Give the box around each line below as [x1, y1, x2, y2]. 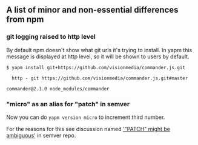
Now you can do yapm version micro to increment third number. [6, 113, 165, 121]
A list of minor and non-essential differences [6, 5, 179, 15]
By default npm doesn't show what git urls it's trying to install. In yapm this [6, 46, 193, 53]
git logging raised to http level [6, 33, 96, 41]
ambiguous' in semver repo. [6, 132, 76, 139]
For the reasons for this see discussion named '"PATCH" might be [6, 125, 171, 132]
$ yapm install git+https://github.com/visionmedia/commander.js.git [6, 64, 186, 70]
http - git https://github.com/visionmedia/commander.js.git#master [12, 75, 188, 81]
